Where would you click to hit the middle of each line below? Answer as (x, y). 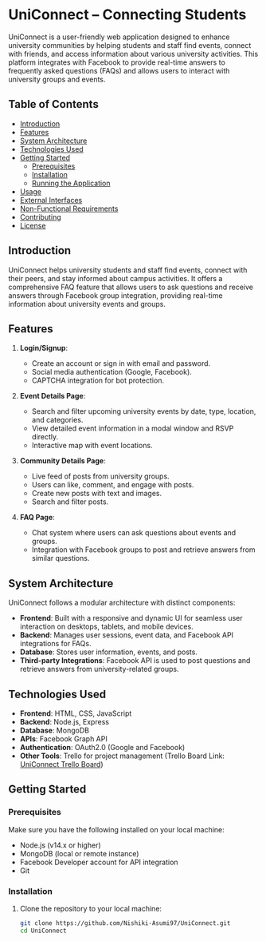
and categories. (57, 420)
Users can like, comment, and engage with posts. (113, 485)
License (33, 225)
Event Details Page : (53, 396)
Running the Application (71, 183)
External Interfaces (51, 200)
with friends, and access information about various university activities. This (133, 54)
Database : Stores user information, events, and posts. (108, 652)
